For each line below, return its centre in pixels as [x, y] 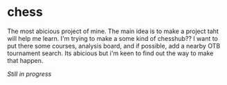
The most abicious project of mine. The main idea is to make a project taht [113, 31]
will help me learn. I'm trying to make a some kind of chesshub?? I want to [112, 38]
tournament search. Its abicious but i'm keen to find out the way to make [110, 53]
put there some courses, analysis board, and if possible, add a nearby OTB [114, 46]
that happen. [25, 60]
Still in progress [29, 74]
